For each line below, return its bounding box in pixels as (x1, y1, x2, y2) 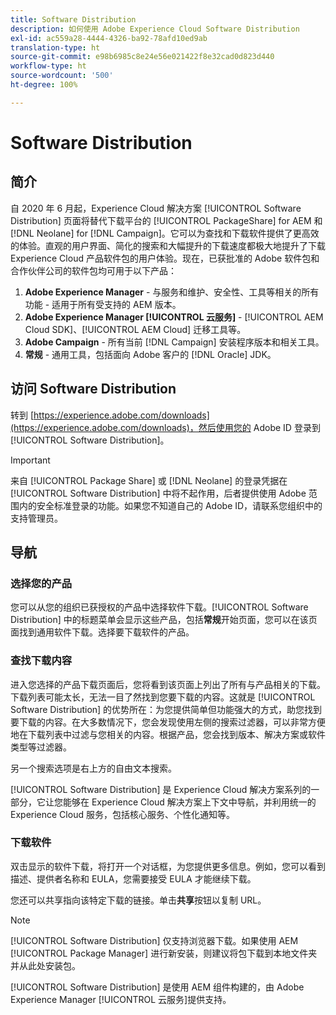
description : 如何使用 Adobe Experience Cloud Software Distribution (10, 24, 300, 34)
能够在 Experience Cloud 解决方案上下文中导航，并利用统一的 (62, 796, 317, 808)
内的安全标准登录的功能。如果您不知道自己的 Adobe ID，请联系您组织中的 (18, 499, 323, 511)
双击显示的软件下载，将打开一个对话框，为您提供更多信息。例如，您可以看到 (10, 860, 326, 872)
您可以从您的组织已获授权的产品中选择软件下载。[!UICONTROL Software (10, 601, 309, 613)
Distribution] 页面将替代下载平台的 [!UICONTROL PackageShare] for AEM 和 (10, 214, 323, 226)
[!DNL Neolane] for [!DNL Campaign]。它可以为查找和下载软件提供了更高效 (10, 227, 320, 239)
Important (10, 454, 51, 466)
